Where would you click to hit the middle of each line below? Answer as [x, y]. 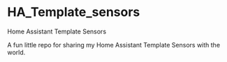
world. [16, 52]
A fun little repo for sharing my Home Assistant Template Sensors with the [114, 45]
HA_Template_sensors [74, 12]
